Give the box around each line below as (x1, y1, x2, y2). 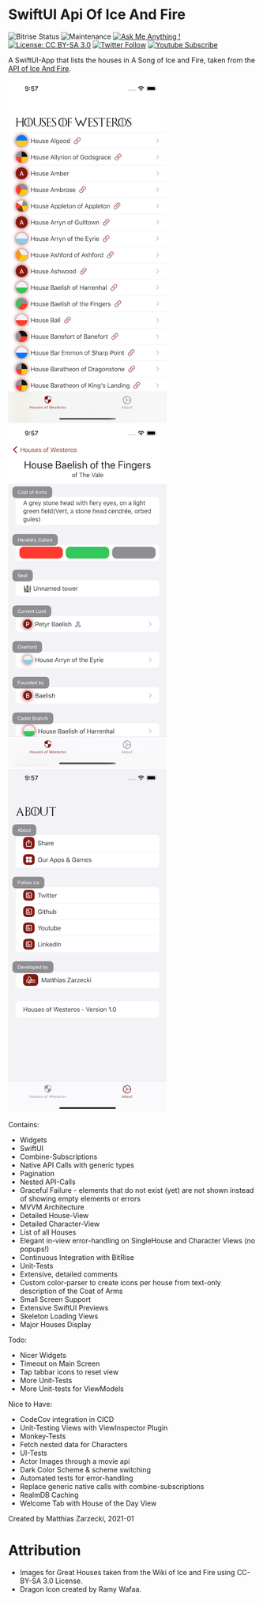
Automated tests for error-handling (19, 1473, 133, 1483)
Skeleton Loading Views (19, 1311, 99, 1321)
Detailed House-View (19, 1210, 89, 1220)
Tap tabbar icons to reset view (19, 1367, 119, 1376)
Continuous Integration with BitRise (19, 1252, 134, 1262)
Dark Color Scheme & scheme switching (19, 1465, 152, 1474)
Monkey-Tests (19, 1431, 66, 1441)
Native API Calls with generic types (19, 1160, 134, 1170)
